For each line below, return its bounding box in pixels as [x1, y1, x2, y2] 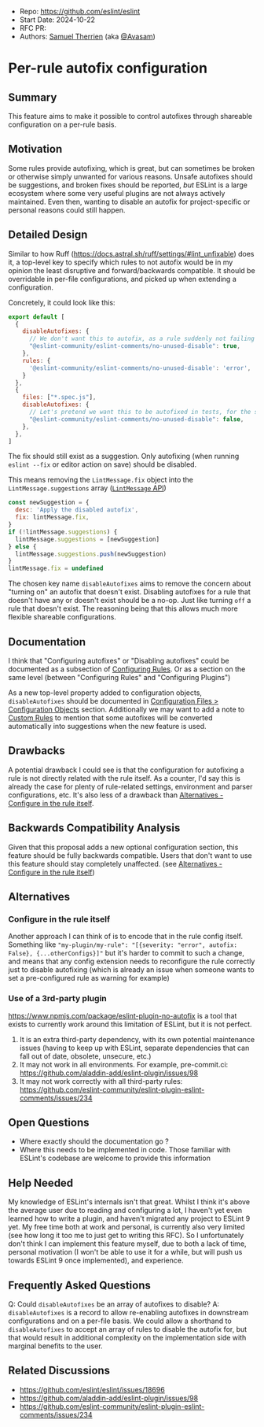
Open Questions [8, 1115, 90, 1129]
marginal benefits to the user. [8, 1341, 104, 1351]
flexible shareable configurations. [8, 612, 116, 622]
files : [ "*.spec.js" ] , [22, 394, 97, 401]
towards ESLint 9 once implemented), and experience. [8, 1255, 184, 1266]
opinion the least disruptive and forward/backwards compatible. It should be [8, 265, 255, 275]
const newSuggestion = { [8, 499, 90, 507]
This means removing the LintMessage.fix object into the [8, 475, 194, 485]
